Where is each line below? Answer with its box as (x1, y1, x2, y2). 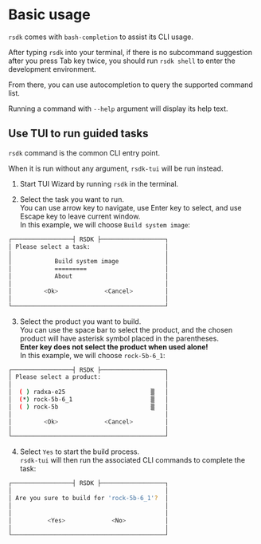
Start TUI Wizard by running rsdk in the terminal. (19, 179, 179, 188)
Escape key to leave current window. (19, 211, 141, 221)
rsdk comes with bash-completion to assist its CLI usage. (8, 32, 193, 41)
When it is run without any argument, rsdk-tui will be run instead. (8, 164, 224, 173)
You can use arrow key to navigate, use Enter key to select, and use (19, 203, 243, 212)
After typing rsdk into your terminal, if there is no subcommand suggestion (8, 47, 253, 57)
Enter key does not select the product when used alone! (19, 341, 208, 352)
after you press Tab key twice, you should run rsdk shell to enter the (8, 56, 236, 65)
